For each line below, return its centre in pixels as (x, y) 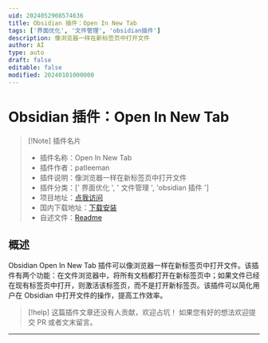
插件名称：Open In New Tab (86, 157)
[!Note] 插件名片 (54, 140)
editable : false (35, 68)
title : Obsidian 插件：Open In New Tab (73, 23)
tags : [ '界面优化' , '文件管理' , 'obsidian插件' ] (85, 30)
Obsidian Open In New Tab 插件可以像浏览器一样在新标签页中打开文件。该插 (134, 266)
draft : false (30, 61)
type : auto (26, 53)
